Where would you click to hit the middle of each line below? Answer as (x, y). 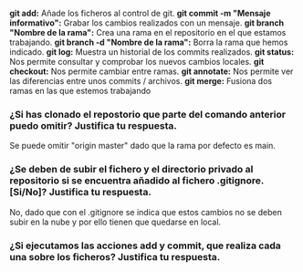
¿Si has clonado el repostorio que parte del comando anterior (147, 114)
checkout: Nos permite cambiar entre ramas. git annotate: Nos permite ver (151, 71)
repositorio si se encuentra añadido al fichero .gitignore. (137, 181)
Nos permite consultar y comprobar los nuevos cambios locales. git (137, 62)
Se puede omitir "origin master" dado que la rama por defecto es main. (143, 146)
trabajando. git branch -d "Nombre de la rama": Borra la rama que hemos (149, 42)
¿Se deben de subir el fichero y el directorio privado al (131, 170)
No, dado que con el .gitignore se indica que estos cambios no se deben (146, 212)
